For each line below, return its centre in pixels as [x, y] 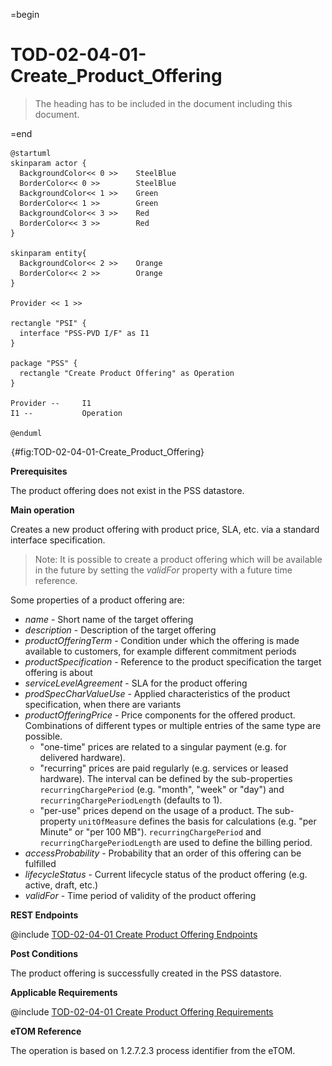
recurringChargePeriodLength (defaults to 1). [131, 800]
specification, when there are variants [103, 704]
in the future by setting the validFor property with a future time [163, 570]
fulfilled [40, 863]
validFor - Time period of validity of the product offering [140, 895]
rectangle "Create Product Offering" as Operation [127, 373]
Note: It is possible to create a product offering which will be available [178, 559]
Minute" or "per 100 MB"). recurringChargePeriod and [150, 831]
